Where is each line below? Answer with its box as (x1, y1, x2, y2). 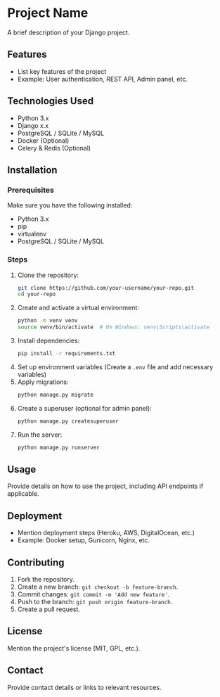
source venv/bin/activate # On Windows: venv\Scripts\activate (17, 324, 210, 331)
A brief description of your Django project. (7, 28, 130, 37)
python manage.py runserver (17, 444, 100, 451)
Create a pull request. (17, 605, 81, 613)
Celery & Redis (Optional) (17, 143, 91, 152)
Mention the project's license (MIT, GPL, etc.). (7, 644, 141, 652)
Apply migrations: (17, 378, 69, 386)
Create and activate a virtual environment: (17, 304, 139, 312)
